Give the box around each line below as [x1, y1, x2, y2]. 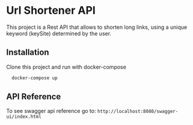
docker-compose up [11, 75, 58, 81]
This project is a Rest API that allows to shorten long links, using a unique [6, 23, 188, 31]
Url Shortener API [6, 4, 96, 17]
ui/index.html [6, 114, 42, 120]
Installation [6, 47, 49, 58]
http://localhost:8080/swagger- [97, 109, 179, 115]
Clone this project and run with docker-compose [6, 63, 126, 70]
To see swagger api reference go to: [6, 108, 96, 115]
